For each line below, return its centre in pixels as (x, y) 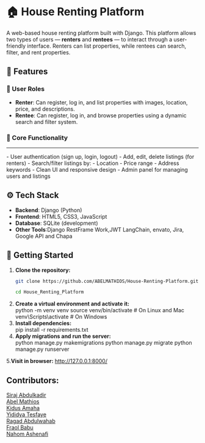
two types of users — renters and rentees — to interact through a (89, 39)
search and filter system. (46, 122)
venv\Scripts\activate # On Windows (61, 317)
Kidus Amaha (23, 408)
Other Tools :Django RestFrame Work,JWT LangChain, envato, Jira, (99, 229)
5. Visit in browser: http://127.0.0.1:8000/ (57, 361)
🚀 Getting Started (40, 255)
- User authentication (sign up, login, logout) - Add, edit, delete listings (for (100, 156)
